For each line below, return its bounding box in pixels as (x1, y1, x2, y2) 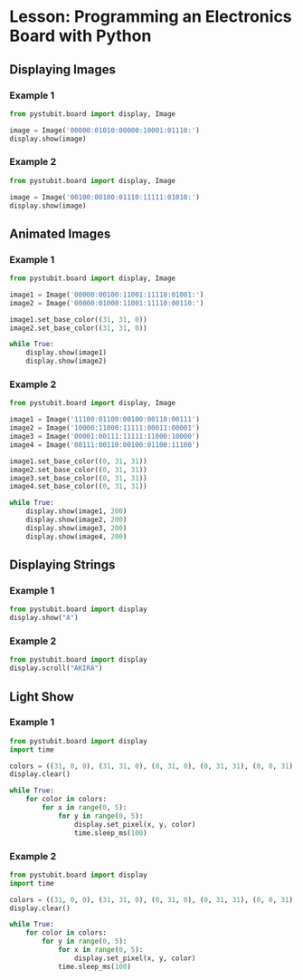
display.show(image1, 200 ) (25, 507, 128, 516)
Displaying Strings (9, 558, 116, 573)
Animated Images (9, 226, 111, 241)
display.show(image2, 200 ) (25, 515, 128, 525)
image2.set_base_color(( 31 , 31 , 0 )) (9, 324, 147, 333)
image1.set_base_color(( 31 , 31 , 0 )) (9, 315, 147, 324)
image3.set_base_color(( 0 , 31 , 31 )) (9, 473, 147, 482)
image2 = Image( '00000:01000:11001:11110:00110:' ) (9, 298, 204, 307)
